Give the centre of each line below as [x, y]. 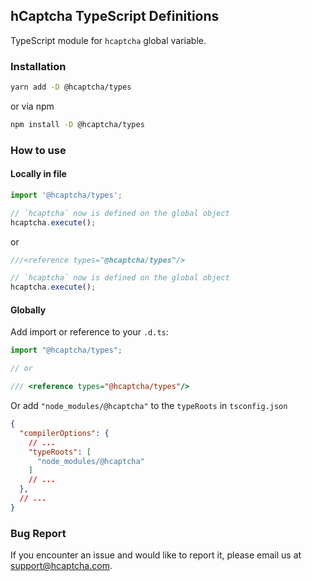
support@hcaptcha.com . [61, 566]
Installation [38, 66]
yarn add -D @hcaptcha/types [71, 87]
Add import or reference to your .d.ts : [89, 332]
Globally [28, 310]
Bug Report [38, 533]
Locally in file [38, 174]
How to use [38, 150]
